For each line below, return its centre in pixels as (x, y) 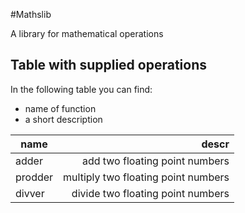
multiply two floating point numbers (146, 177)
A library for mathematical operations (87, 33)
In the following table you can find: (81, 89)
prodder (34, 177)
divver (30, 193)
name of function (60, 108)
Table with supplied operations (109, 65)
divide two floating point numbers (150, 193)
